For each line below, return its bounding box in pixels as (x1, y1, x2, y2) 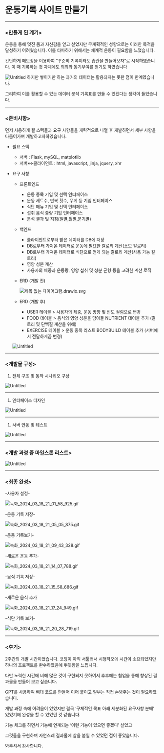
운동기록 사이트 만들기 (5, 4, 88, 16)
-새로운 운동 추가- (5, 553, 39, 559)
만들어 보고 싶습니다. (18, 679, 58, 684)
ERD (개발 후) (19, 298, 45, 304)
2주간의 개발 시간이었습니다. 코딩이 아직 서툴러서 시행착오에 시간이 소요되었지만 (5, 656, 156, 661)
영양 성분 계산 (26, 261, 53, 267)
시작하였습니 (131, 58, 155, 64)
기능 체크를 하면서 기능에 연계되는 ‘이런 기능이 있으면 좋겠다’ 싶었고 (5, 722, 133, 728)
